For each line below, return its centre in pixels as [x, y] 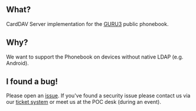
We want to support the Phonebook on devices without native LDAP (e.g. [95, 57]
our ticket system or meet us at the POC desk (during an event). [84, 102]
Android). [18, 63]
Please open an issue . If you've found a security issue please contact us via [98, 96]
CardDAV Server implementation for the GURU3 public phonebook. [87, 24]
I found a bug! [32, 82]
